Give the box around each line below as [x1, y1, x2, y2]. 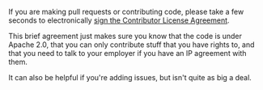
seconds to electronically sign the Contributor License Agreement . [8, 15, 230, 25]
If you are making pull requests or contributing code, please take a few [8, 7, 244, 16]
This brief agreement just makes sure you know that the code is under [8, 32, 243, 41]
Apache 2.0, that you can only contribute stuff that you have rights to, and [8, 40, 255, 49]
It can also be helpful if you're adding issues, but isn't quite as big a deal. [8, 73, 252, 82]
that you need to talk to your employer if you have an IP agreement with [8, 49, 247, 58]
